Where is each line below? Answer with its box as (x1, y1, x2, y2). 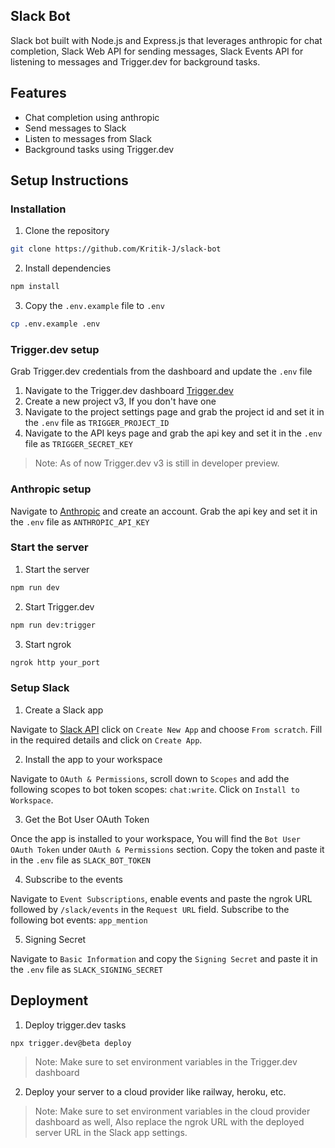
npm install (10, 282, 60, 292)
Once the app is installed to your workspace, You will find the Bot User (10, 832, 302, 844)
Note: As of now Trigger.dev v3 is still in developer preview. (34, 457, 280, 469)
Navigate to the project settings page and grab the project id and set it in (24, 406, 325, 418)
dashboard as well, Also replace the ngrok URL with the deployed (34, 1116, 305, 1128)
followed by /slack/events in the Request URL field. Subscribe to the (10, 903, 290, 915)
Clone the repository (24, 225, 110, 237)
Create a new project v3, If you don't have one (24, 395, 217, 408)
